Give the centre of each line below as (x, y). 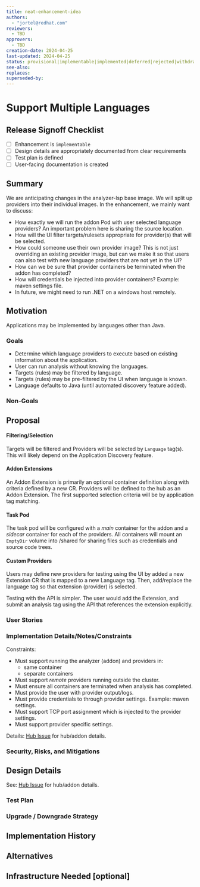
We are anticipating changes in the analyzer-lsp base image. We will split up (99, 198)
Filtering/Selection (30, 435)
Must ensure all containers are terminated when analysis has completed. (104, 686)
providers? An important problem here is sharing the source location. (99, 229)
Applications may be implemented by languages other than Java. (86, 325)
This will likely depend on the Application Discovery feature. (80, 455)
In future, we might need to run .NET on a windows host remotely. (96, 292)
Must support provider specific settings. (64, 724)
